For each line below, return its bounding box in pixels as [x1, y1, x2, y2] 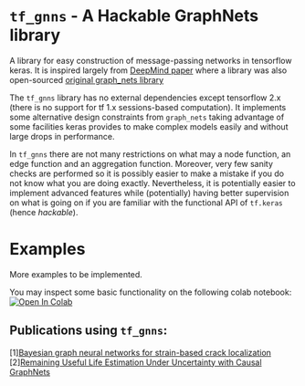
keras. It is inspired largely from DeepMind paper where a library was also [9, 65, 288, 76]
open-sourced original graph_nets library [9, 74, 164, 85]
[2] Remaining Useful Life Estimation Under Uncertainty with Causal [9, 357, 262, 368]
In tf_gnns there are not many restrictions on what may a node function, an [9, 148, 291, 160]
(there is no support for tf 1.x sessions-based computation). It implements [9, 101, 287, 112]
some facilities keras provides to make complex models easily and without [9, 120, 289, 132]
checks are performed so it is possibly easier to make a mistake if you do [9, 168, 285, 179]
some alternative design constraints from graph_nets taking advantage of [9, 111, 285, 122]
